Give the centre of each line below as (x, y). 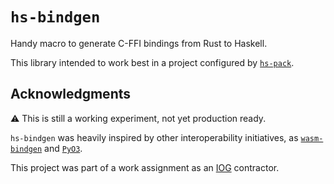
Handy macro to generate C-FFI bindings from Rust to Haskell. (139, 43)
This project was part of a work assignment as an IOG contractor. (145, 167)
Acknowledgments (71, 94)
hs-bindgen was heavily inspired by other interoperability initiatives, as (154, 137)
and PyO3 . (63, 148)
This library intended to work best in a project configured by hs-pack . (152, 62)
